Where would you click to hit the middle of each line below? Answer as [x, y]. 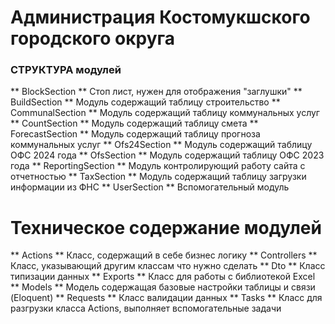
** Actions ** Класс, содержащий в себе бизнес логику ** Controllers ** [164, 255]
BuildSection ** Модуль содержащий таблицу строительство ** [145, 102]
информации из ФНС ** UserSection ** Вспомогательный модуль [150, 187]
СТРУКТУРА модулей [66, 70]
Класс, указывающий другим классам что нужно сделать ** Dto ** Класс [168, 266]
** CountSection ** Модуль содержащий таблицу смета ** [134, 123]
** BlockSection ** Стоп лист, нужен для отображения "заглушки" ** [156, 92]
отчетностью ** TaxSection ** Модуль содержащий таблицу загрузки [158, 177]
